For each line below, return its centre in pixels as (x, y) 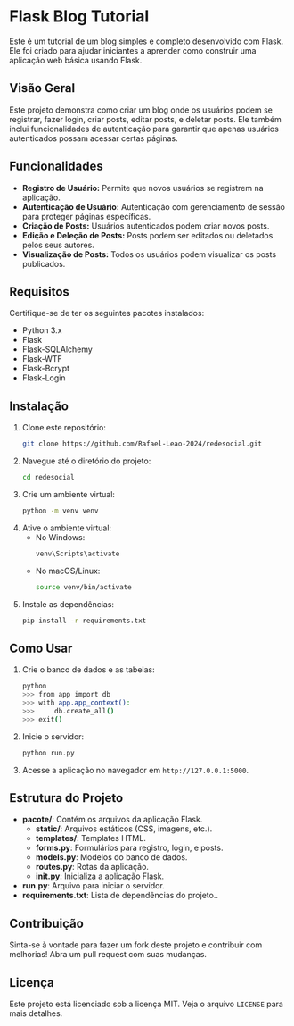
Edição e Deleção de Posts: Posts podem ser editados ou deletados (147, 235)
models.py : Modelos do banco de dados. (111, 857)
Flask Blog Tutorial (79, 17)
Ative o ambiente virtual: (67, 528)
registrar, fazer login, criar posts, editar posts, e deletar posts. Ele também (146, 119)
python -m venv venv (60, 511)
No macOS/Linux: (68, 571)
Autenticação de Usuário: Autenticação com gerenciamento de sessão (153, 206)
